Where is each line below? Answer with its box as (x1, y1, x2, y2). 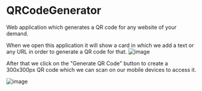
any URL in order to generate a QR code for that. (6, 48, 127, 55)
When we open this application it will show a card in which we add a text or (6, 42, 194, 49)
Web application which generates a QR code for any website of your (6, 24, 177, 31)
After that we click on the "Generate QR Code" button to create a (6, 60, 169, 67)
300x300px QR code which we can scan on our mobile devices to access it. (6, 66, 197, 73)
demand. (6, 30, 29, 37)
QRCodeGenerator (6, 4, 101, 17)
